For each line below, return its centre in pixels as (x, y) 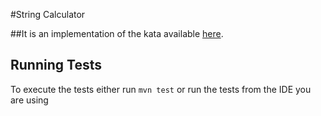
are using (29, 100)
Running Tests (56, 65)
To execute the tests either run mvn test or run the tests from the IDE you (161, 89)
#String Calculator (48, 14)
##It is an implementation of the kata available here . (117, 33)
